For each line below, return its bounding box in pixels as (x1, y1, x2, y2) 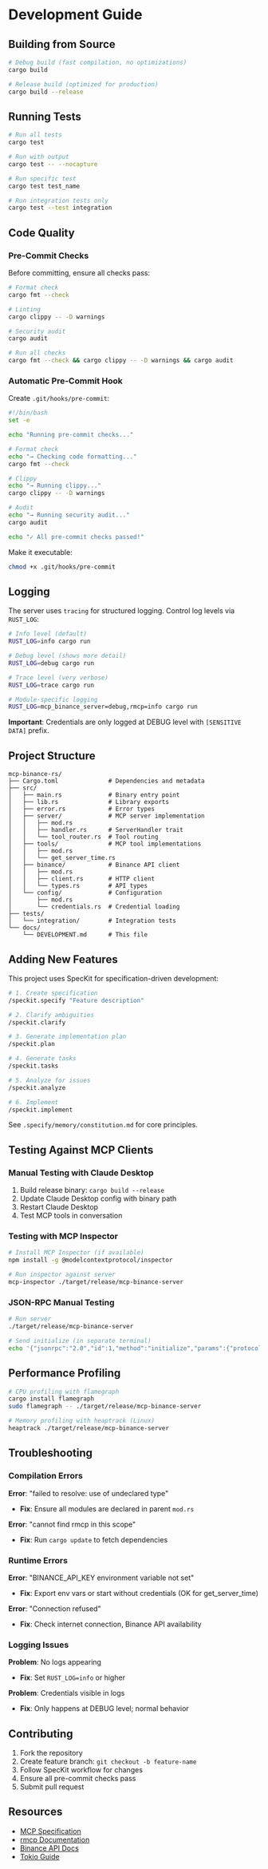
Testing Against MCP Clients (8, 1143, 154, 1157)
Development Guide (8, 6, 143, 24)
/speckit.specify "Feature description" (8, 996, 145, 1004)
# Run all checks (8, 349, 66, 357)
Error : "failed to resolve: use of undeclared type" (8, 1488, 169, 1498)
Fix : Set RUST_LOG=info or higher (19, 1673, 126, 1682)
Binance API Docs (19, 1843, 80, 1853)
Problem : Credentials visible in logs (8, 1689, 125, 1698)
